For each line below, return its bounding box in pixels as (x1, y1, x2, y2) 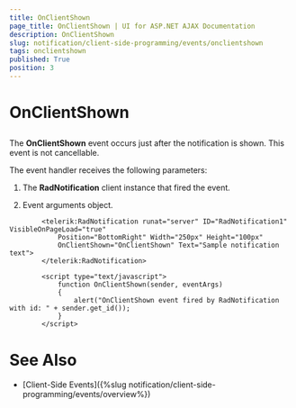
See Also (9, 349, 77, 370)
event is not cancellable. (9, 148, 100, 159)
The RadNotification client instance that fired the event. (22, 182, 231, 194)
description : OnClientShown (9, 30, 115, 39)
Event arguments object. (22, 200, 114, 211)
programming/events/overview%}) (22, 389, 151, 400)
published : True (9, 55, 70, 64)
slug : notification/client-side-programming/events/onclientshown (9, 38, 264, 48)
